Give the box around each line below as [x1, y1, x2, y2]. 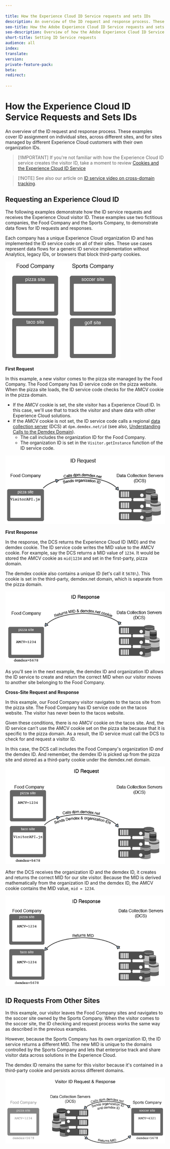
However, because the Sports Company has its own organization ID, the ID [5, 1036, 161, 1042]
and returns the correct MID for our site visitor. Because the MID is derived [5, 874, 161, 881]
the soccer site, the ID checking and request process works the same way [5, 1021, 160, 1027]
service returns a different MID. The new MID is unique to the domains [5, 1042, 152, 1048]
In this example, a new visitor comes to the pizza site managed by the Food [5, 375, 162, 381]
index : [5, 46, 19, 51]
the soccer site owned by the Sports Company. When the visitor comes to [5, 1015, 160, 1021]
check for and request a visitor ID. [5, 736, 76, 742]
